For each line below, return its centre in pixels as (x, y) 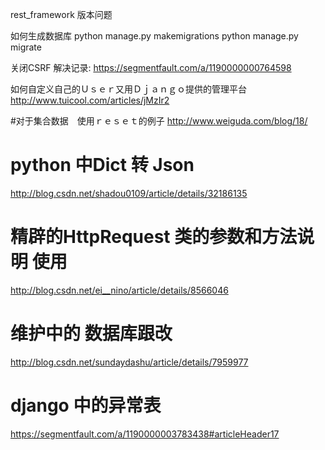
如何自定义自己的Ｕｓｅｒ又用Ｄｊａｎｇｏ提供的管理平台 (128, 89)
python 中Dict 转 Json (102, 165)
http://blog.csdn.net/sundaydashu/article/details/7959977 (129, 362)
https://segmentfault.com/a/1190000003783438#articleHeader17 (145, 434)
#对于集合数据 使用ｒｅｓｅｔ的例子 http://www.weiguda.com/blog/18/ (159, 121)
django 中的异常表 (86, 405)
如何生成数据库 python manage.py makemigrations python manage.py (154, 36)
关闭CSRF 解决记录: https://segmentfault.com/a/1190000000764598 (151, 67)
